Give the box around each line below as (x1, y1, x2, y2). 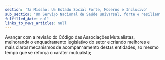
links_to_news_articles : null (5, 20, 67, 26)
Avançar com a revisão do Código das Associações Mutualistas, (5, 34, 135, 40)
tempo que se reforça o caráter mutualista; (5, 50, 92, 56)
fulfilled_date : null (5, 16, 50, 21)
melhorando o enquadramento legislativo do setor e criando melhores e (5, 40, 150, 45)
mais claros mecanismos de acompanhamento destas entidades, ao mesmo (5, 44, 159, 50)
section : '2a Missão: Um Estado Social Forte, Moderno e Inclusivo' (5, 7, 148, 12)
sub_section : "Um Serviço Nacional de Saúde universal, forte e (5, 12, 139, 17)
